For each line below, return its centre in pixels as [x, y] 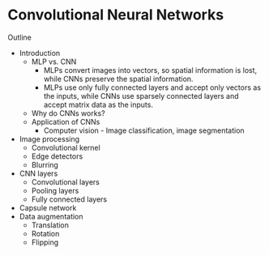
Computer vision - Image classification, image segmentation [144, 130]
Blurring [45, 164]
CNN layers [38, 173]
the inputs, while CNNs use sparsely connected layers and [141, 96]
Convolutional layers [66, 182]
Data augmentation [51, 216]
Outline [19, 37]
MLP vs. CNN [54, 62]
